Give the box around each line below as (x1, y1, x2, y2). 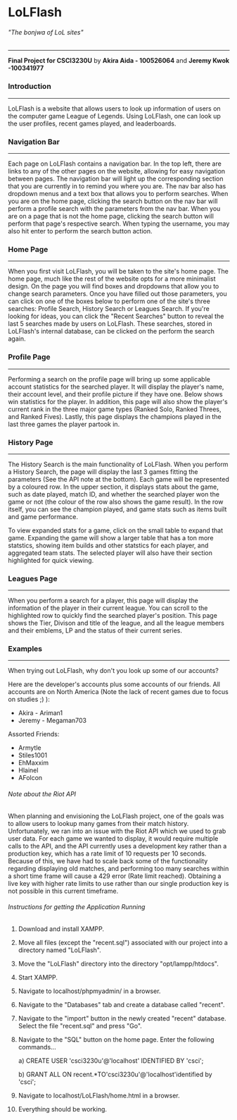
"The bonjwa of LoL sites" (8, 28, 84, 36)
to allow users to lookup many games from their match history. (8, 819, 189, 827)
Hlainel (18, 766, 39, 774)
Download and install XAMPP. (18, 925, 105, 933)
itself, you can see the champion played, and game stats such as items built (8, 505, 227, 513)
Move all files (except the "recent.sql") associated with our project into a (18, 938, 228, 946)
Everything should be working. (18, 1104, 108, 1113)
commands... (18, 1042, 56, 1051)
